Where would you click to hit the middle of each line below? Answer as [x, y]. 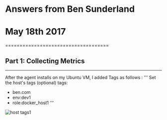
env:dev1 [21, 97]
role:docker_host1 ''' [33, 103]
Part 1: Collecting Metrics [45, 61]
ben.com [21, 92]
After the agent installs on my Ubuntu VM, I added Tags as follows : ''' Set [81, 77]
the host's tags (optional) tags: [37, 82]
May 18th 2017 [36, 32]
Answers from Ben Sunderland [70, 9]
